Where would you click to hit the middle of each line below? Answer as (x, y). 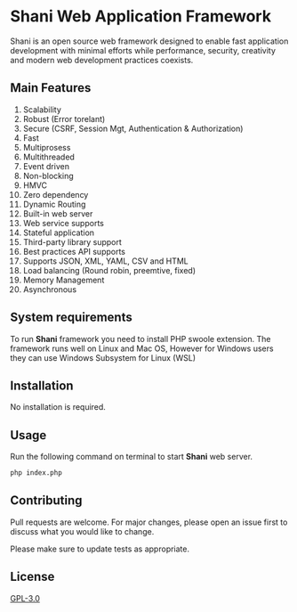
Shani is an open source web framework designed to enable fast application (149, 41)
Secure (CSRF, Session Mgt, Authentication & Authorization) (133, 128)
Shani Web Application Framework (141, 16)
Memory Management (64, 280)
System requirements (71, 318)
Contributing (46, 501)
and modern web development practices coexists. (102, 60)
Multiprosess (47, 147)
